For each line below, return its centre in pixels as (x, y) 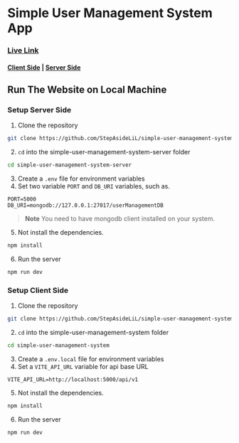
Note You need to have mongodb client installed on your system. (120, 219)
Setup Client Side (38, 290)
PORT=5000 (22, 199)
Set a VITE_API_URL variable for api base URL (83, 366)
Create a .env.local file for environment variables (91, 359)
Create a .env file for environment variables (81, 178)
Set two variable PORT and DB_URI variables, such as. (94, 186)
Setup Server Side (39, 110)
